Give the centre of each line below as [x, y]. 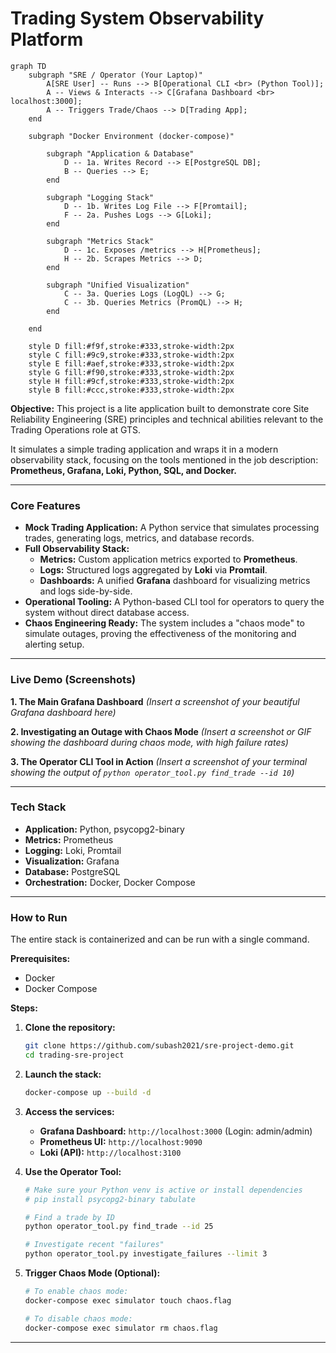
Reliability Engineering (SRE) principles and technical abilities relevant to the [167, 419]
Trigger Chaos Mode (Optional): [92, 1273]
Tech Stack [38, 807]
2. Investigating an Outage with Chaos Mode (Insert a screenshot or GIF [161, 731]
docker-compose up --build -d [88, 1092]
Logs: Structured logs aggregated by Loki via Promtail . [153, 570]
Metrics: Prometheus [69, 839]
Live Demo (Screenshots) [73, 680]
